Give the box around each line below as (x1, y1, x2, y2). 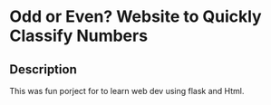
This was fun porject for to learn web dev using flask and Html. (9, 86, 245, 96)
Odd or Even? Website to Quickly (9, 6, 262, 27)
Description (9, 62, 77, 77)
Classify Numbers (9, 25, 148, 46)
